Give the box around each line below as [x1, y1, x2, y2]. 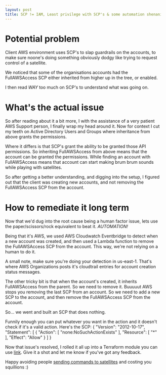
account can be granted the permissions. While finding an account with [5, 154, 151, 160]
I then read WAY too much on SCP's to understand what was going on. [5, 85, 149, 91]
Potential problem [5, 33, 80, 45]
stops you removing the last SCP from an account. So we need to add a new [5, 289, 161, 295]
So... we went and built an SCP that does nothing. [5, 309, 106, 315]
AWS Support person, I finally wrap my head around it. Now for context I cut [5, 123, 160, 129]
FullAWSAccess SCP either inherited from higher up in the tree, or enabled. [5, 75, 158, 81]
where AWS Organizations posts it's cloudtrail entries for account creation [5, 264, 156, 270]
